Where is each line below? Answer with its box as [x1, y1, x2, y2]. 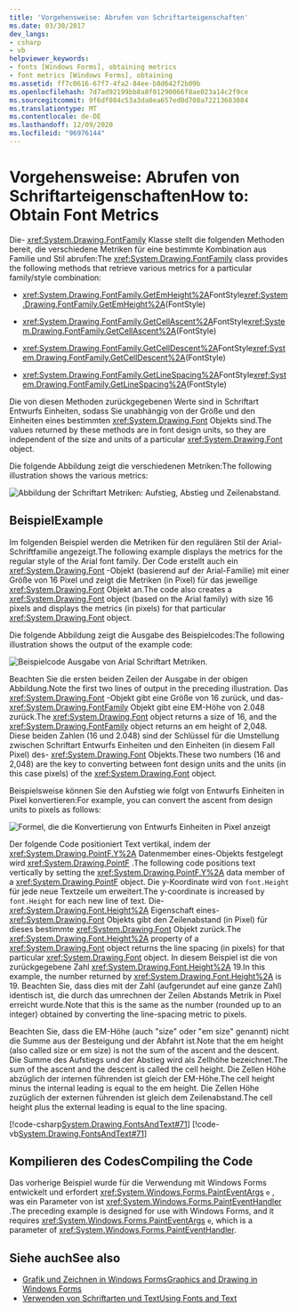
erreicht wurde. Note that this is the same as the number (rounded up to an [9, 999, 282, 1010]
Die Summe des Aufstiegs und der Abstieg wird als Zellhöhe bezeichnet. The [9, 1054, 288, 1065]
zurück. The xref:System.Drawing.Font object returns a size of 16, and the [9, 711, 278, 721]
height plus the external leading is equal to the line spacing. [9, 1101, 228, 1112]
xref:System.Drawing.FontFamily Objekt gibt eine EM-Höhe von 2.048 [9, 702, 265, 712]
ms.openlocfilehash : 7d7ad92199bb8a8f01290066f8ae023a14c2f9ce [9, 87, 249, 96]
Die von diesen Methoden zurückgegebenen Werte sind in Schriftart [9, 396, 260, 406]
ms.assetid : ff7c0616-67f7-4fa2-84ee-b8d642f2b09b [9, 79, 201, 88]
